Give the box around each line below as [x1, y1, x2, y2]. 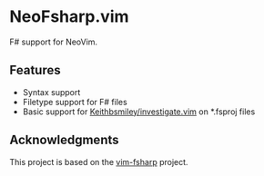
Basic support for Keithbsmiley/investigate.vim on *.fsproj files [22, 106, 256, 117]
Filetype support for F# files [22, 96, 127, 107]
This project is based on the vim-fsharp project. [9, 156, 188, 167]
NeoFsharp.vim [9, 6, 129, 27]
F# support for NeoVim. [9, 36, 98, 47]
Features [9, 63, 61, 78]
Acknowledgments [9, 132, 120, 148]
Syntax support [22, 86, 81, 97]
